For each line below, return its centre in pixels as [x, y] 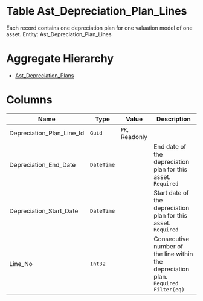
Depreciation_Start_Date [44, 211]
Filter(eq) [169, 289]
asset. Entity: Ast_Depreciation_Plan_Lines [59, 34]
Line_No [21, 264]
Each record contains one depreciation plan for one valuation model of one [99, 28]
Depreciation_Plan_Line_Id [47, 133]
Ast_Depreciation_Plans [44, 75]
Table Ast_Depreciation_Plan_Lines [97, 11]
